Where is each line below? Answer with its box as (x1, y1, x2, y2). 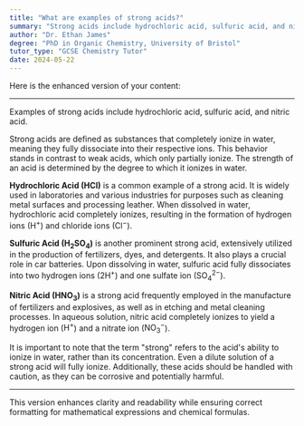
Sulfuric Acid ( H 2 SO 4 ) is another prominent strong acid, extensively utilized (9, 237, 292, 250)
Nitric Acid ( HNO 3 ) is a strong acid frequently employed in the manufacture (9, 289, 291, 303)
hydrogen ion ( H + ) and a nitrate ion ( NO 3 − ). (9, 321, 170, 335)
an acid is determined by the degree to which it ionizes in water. (9, 162, 248, 173)
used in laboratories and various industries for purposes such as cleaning (9, 189, 283, 200)
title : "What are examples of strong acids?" (9, 13, 184, 23)
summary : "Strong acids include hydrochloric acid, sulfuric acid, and (9, 22, 285, 31)
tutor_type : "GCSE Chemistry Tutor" (9, 47, 147, 56)
